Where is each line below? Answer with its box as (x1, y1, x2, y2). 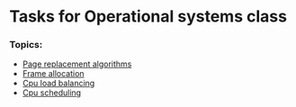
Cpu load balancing (22, 78, 95, 89)
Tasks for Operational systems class (9, 6, 288, 27)
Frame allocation (22, 68, 85, 79)
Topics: (9, 39, 43, 51)
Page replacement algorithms (22, 58, 132, 69)
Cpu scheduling (22, 87, 82, 98)
